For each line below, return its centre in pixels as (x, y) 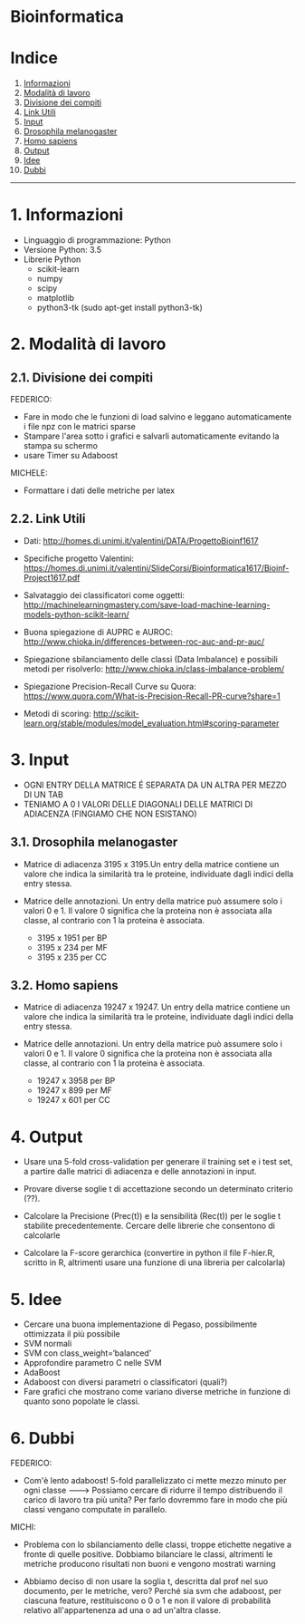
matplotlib (56, 298)
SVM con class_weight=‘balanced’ (87, 1353)
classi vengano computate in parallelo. (95, 1510)
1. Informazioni (67, 215)
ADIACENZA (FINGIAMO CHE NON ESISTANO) (110, 814)
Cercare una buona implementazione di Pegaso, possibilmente (140, 1324)
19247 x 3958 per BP (76, 1081)
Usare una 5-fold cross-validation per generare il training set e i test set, (158, 1162)
